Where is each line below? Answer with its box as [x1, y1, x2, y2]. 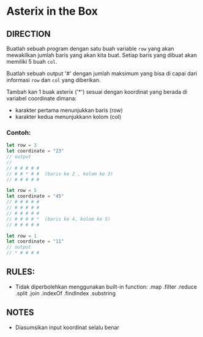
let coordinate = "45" [6, 193, 64, 200]
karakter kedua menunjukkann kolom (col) [15, 113, 122, 120]
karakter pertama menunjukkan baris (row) [15, 107, 124, 114]
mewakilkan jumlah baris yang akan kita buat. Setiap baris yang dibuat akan [6, 51, 197, 59]
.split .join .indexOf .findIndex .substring [15, 289, 116, 297]
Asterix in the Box [6, 4, 98, 18]
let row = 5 [6, 187, 37, 194]
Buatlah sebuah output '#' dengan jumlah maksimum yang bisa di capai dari [6, 70, 197, 77]
